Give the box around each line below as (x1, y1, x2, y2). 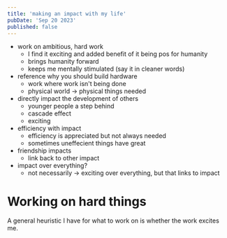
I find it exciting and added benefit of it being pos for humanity (27, 50, 208, 58)
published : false (7, 23, 58, 30)
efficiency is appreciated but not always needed (27, 132, 166, 140)
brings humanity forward (27, 57, 99, 66)
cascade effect (27, 109, 71, 118)
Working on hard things (7, 193, 147, 209)
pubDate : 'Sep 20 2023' (7, 17, 77, 24)
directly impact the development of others (17, 94, 138, 103)
